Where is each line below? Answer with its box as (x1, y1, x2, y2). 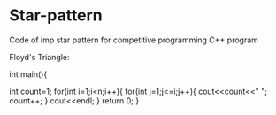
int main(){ (9, 68, 48, 80)
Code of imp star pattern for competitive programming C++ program (9, 34, 259, 45)
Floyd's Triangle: (9, 51, 70, 62)
